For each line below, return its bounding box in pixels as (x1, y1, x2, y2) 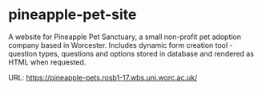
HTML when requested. (8, 57, 87, 67)
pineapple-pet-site (8, 6, 137, 24)
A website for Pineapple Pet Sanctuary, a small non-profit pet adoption (8, 32, 242, 41)
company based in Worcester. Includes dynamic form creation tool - (8, 40, 233, 49)
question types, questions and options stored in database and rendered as (8, 49, 255, 58)
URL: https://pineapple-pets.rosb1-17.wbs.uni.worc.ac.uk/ (8, 72, 198, 82)
